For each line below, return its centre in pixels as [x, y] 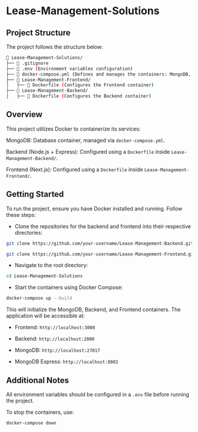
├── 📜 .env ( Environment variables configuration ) [70, 69]
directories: [29, 232]
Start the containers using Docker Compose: [69, 287]
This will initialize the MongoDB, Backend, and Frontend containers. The [93, 310]
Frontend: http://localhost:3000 [55, 327]
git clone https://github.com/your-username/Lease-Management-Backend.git [100, 243]
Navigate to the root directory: [51, 265]
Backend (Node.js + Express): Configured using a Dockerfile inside [88, 151]
